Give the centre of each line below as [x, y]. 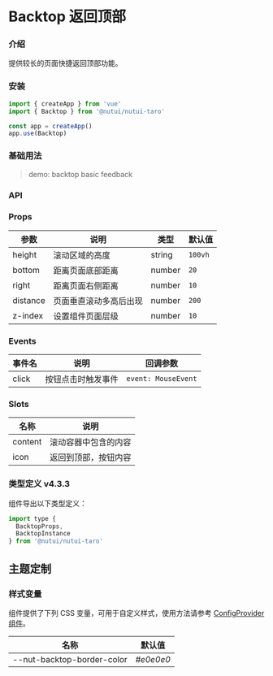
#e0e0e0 [153, 659]
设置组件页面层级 [86, 316]
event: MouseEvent [162, 379]
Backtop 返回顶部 [67, 17]
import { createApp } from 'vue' [65, 104]
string [162, 254]
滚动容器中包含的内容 [91, 442]
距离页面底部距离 [86, 271]
